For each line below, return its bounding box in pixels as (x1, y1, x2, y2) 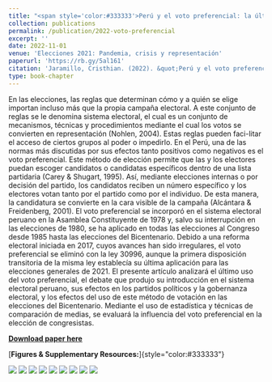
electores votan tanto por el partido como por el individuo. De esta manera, (8, 189, 259, 198)
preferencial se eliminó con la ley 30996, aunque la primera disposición (8, 248, 247, 259)
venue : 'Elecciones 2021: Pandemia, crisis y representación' (8, 49, 223, 57)
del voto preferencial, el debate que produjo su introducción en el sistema (8, 274, 255, 284)
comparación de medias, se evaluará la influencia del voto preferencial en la (8, 309, 262, 319)
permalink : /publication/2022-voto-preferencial (8, 27, 176, 35)
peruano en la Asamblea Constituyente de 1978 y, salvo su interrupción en (8, 214, 257, 224)
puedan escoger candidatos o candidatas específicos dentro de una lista (8, 163, 252, 172)
